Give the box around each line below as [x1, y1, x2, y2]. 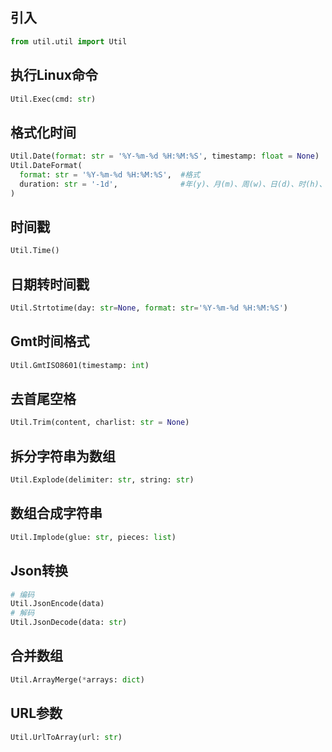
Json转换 [10, 563, 68, 580]
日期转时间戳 [10, 276, 90, 293]
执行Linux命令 [10, 67, 98, 84]
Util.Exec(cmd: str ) [10, 94, 97, 104]
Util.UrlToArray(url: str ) [10, 732, 123, 742]
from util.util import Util [10, 36, 128, 47]
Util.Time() [10, 246, 60, 256]
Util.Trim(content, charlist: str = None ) [10, 418, 190, 428]
